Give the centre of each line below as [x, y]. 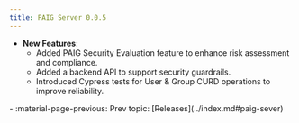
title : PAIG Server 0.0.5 [58, 18]
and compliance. [67, 62]
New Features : [50, 43]
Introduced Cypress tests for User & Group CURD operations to [153, 81]
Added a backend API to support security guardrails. [133, 72]
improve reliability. [70, 91]
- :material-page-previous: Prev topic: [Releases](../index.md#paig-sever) [146, 108]
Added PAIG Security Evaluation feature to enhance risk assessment [163, 53]
